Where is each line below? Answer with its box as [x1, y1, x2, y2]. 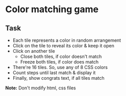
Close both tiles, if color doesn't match [20, 53, 102, 59]
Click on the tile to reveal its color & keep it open [12, 43, 115, 49]
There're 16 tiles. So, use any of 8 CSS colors [12, 65, 108, 70]
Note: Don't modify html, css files [5, 85, 77, 91]
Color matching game [5, 4, 98, 15]
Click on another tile [12, 48, 55, 54]
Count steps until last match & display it [12, 70, 96, 76]
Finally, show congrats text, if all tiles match [12, 75, 105, 81]
